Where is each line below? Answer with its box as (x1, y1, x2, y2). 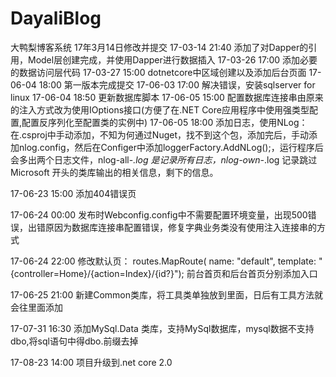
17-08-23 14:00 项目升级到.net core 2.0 (10, 356, 173, 368)
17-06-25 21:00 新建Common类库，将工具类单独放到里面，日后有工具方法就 (10, 288, 323, 301)
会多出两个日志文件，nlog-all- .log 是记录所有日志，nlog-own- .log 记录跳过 (10, 153, 318, 166)
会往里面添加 (10, 301, 63, 313)
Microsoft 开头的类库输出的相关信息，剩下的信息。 (10, 166, 219, 178)
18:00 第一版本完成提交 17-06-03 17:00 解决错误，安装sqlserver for (38, 78, 316, 91)
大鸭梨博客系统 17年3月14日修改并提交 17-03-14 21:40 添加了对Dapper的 (10, 41, 309, 53)
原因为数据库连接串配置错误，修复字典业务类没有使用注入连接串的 (44, 221, 317, 233)
